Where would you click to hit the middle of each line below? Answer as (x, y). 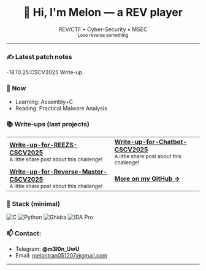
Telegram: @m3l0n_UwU (47, 249)
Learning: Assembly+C (44, 102)
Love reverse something (103, 35)
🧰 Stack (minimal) (33, 204)
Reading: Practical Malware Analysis (61, 108)
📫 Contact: (24, 234)
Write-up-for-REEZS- (44, 145)
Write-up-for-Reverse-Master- (58, 172)
